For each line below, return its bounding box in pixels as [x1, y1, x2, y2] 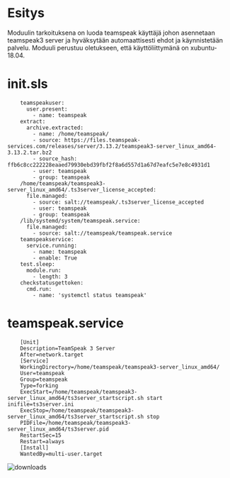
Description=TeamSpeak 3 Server [20, 345, 115, 352]
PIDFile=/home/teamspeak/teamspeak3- [20, 419, 132, 426]
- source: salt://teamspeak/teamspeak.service [33, 229, 173, 237]
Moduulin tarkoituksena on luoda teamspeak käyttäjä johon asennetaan [7, 28, 216, 37]
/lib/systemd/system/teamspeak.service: [20, 217, 141, 224]
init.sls [7, 76, 48, 92]
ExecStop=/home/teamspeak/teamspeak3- [20, 406, 134, 414]
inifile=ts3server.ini [7, 401, 74, 408]
